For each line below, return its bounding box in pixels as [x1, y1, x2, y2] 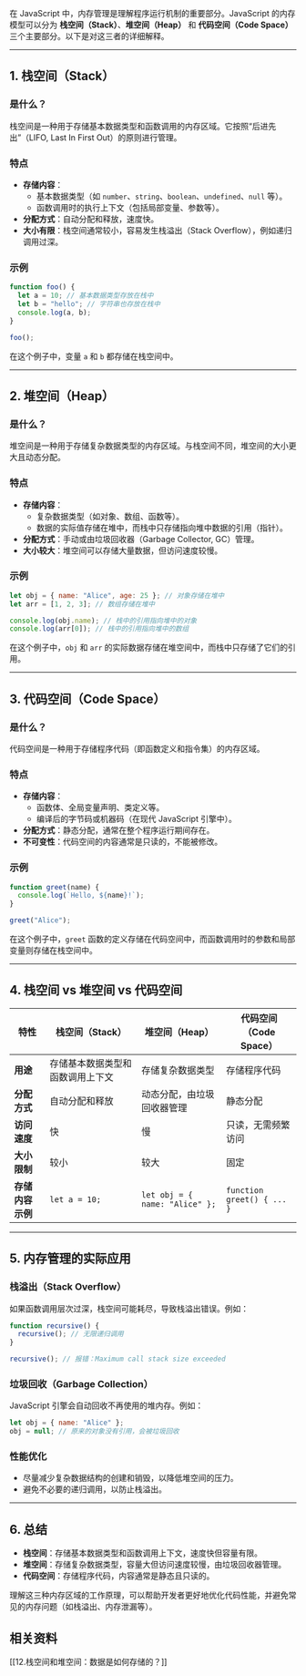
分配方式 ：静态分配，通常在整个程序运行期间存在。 [22, 825, 215, 836]
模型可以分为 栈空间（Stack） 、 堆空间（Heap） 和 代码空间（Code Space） [9, 19, 293, 30]
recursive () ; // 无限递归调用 [17, 1330, 125, 1339]
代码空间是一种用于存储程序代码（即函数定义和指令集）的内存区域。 [9, 744, 265, 754]
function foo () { [9, 283, 76, 292]
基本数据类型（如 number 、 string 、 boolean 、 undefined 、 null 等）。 [36, 190, 288, 201]
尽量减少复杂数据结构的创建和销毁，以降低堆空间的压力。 [22, 1473, 239, 1484]
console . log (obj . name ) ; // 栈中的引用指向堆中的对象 [9, 616, 198, 625]
